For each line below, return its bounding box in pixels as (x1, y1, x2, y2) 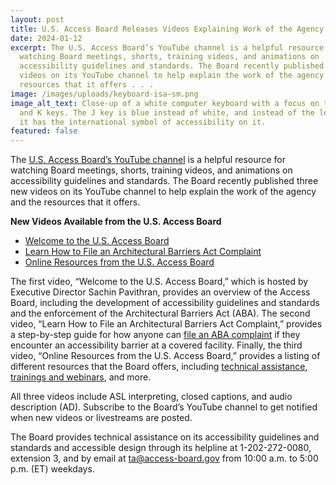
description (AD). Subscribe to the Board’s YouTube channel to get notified (10, 401, 318, 413)
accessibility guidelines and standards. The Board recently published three (10, 175, 319, 187)
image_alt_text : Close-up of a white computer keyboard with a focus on (10, 98, 320, 108)
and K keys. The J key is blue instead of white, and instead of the (19, 107, 315, 118)
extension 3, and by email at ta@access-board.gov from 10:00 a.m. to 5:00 (10, 452, 319, 465)
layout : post (10, 14, 65, 25)
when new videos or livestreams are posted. (10, 412, 193, 424)
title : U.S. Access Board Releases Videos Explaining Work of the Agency (10, 24, 325, 34)
